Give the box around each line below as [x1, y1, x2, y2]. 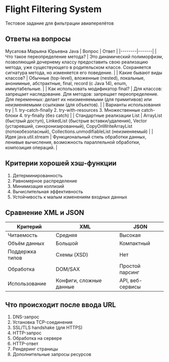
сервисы [119, 283, 141, 291]
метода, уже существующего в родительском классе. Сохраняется [5, 64, 151, 70]
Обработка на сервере [12, 335, 62, 341]
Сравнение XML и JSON [5, 208, 84, 217]
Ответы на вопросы [5, 35, 71, 43]
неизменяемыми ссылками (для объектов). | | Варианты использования [5, 102, 161, 108]
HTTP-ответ [12, 341, 39, 347]
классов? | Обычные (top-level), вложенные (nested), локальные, [5, 75, 145, 81]
